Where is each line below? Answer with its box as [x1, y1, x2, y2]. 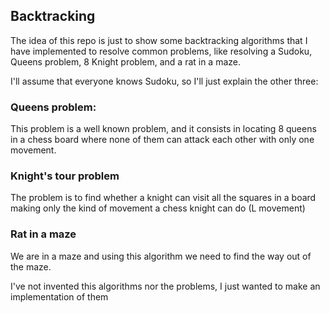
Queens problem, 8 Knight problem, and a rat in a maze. [10, 55, 242, 68]
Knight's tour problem [10, 169, 120, 183]
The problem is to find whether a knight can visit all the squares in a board [10, 192, 317, 204]
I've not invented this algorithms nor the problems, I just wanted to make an [10, 280, 321, 292]
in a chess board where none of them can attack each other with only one [10, 134, 315, 146]
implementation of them [10, 290, 109, 303]
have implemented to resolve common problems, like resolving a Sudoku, [10, 45, 313, 57]
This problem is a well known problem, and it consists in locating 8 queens [10, 123, 317, 135]
